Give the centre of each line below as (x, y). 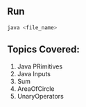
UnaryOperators (40, 96)
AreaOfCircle (36, 88)
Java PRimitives (40, 66)
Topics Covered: (43, 49)
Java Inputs (34, 73)
